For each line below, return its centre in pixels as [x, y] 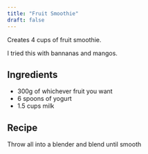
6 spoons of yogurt [45, 99]
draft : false [26, 20]
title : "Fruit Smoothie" [43, 13]
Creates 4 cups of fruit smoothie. [54, 39]
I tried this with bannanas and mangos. [62, 53]
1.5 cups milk [36, 106]
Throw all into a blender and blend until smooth [74, 144]
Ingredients [33, 74]
